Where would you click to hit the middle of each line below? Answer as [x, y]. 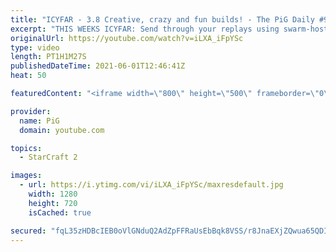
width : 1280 [53, 194]
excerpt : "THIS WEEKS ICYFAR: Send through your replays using [145, 29]
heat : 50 [28, 76]
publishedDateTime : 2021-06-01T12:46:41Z [98, 66]
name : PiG [39, 121]
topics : [26, 148]
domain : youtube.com [62, 130]
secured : [28, 231]
